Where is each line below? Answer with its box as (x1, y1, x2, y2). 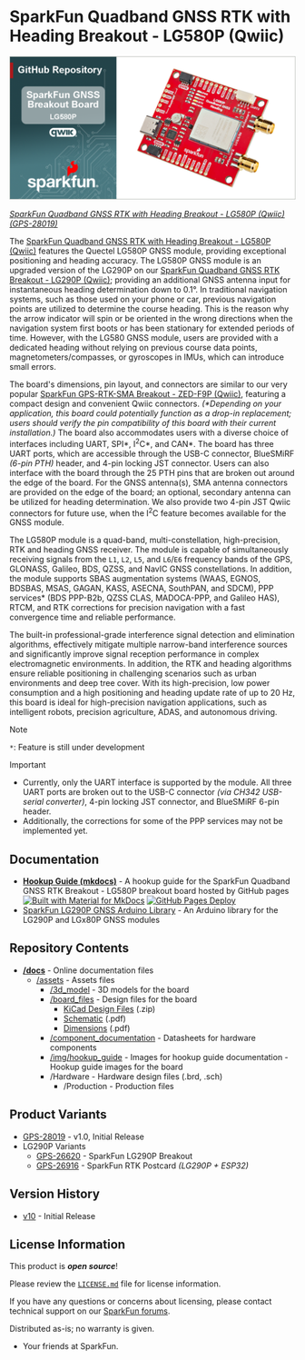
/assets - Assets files (35, 974, 115, 985)
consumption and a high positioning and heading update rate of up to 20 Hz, (9, 688, 296, 699)
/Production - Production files (63, 1080, 174, 1091)
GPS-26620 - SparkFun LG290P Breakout (35, 1150, 193, 1161)
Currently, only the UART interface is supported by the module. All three (22, 777, 292, 788)
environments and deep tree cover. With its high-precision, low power (9, 678, 271, 689)
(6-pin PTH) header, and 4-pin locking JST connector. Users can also (9, 457, 270, 469)
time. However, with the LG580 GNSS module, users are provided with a (9, 332, 279, 342)
